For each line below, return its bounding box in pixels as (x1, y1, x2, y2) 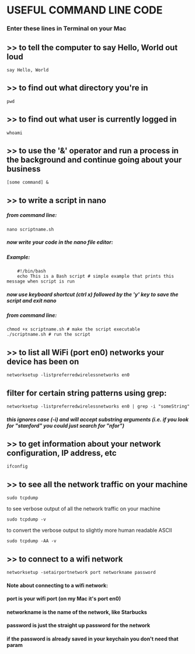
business (6, 164, 41, 174)
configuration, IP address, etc (6, 448, 117, 458)
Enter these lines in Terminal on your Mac (6, 25, 127, 33)
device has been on (6, 356, 79, 366)
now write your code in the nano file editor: (6, 239, 113, 246)
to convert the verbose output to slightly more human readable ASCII (6, 527, 172, 534)
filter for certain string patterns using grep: (6, 388, 167, 398)
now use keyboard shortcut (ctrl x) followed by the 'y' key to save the (6, 291, 179, 298)
